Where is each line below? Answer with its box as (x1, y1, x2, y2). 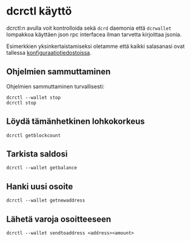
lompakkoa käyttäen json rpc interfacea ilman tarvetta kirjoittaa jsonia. (6, 30, 182, 38)
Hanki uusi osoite (6, 181, 73, 192)
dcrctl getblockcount (6, 132, 61, 138)
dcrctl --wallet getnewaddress (6, 197, 85, 204)
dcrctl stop (6, 100, 36, 106)
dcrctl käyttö (6, 4, 72, 18)
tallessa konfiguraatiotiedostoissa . (6, 49, 92, 56)
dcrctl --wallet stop (6, 94, 61, 101)
